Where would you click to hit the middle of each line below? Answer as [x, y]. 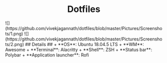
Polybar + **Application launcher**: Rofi [47, 55]
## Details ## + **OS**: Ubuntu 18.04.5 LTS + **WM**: [84, 44]
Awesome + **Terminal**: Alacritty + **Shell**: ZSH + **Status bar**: [79, 49]
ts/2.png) [14, 44]
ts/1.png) [14, 33]
